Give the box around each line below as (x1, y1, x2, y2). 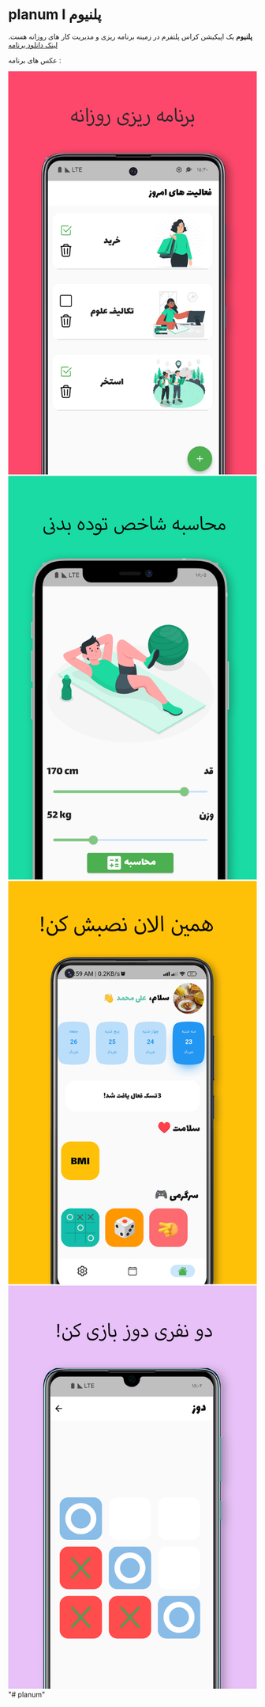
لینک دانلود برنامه (8, 40, 58, 49)
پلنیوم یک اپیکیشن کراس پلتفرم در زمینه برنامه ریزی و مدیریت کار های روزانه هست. (8, 32, 252, 41)
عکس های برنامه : (8, 55, 62, 65)
